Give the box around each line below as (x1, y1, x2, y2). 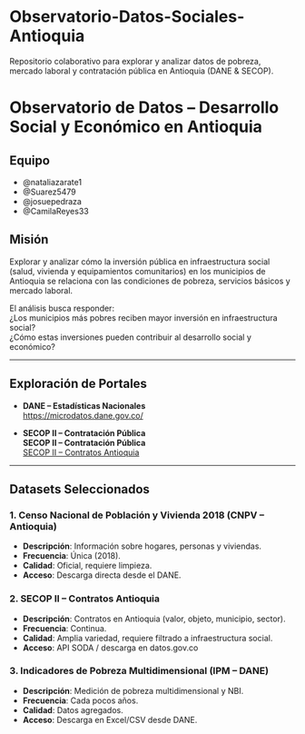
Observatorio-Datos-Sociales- (9, 6, 245, 27)
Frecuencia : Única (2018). (22, 550, 121, 561)
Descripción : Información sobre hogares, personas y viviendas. (22, 541, 261, 551)
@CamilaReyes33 (22, 205, 89, 216)
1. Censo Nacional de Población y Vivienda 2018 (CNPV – (9, 509, 265, 521)
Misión (9, 232, 49, 247)
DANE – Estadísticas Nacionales (22, 400, 146, 411)
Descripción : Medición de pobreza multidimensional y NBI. (22, 685, 244, 696)
